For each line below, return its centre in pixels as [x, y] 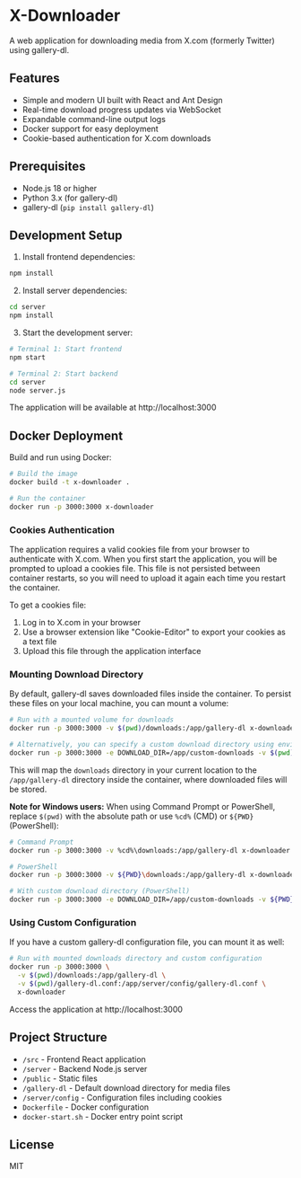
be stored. [28, 789]
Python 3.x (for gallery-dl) [70, 198]
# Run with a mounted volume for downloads [92, 720]
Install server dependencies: [75, 291]
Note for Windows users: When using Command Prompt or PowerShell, [142, 806]
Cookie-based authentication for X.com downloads [116, 138]
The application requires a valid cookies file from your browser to [130, 549]
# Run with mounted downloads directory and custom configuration [136, 959]
